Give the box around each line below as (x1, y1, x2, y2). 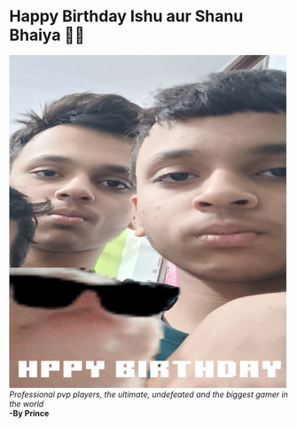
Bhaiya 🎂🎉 (9, 25, 86, 45)
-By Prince (9, 407, 50, 418)
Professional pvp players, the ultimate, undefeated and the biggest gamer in (9, 389, 288, 399)
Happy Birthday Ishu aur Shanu (9, 6, 244, 27)
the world (9, 398, 44, 409)
